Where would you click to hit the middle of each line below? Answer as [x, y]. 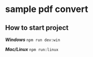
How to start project [37, 28]
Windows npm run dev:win [33, 39]
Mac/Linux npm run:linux [32, 49]
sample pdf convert [47, 9]
